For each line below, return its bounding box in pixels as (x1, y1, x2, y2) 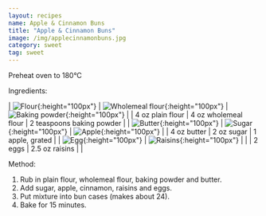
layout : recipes (8, 11, 62, 20)
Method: (8, 159, 36, 168)
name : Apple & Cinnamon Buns (8, 19, 105, 27)
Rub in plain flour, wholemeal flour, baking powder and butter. (19, 175, 222, 184)
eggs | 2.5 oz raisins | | (8, 144, 84, 153)
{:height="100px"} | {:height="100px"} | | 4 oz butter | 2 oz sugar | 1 (8, 127, 257, 136)
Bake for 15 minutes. (19, 200, 87, 210)
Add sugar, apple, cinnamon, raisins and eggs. (19, 183, 173, 192)
